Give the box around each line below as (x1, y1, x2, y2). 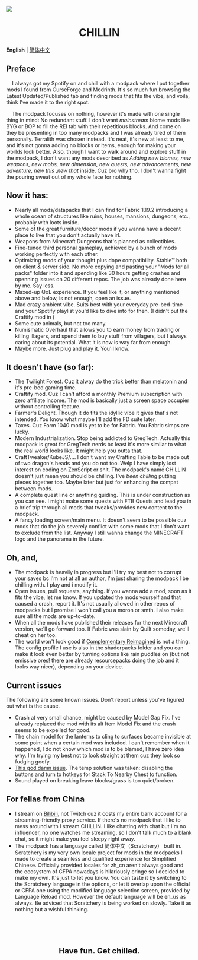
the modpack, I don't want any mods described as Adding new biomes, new (6, 154, 191, 161)
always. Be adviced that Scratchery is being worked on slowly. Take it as (14, 899, 192, 907)
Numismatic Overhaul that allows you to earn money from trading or (14, 326, 180, 333)
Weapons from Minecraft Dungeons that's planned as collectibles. (14, 237, 176, 245)
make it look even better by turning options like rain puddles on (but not (14, 651, 189, 658)
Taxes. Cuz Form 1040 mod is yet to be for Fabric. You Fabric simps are (14, 422, 189, 429)
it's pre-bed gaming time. (14, 384, 77, 391)
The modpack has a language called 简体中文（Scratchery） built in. (14, 842, 182, 849)
